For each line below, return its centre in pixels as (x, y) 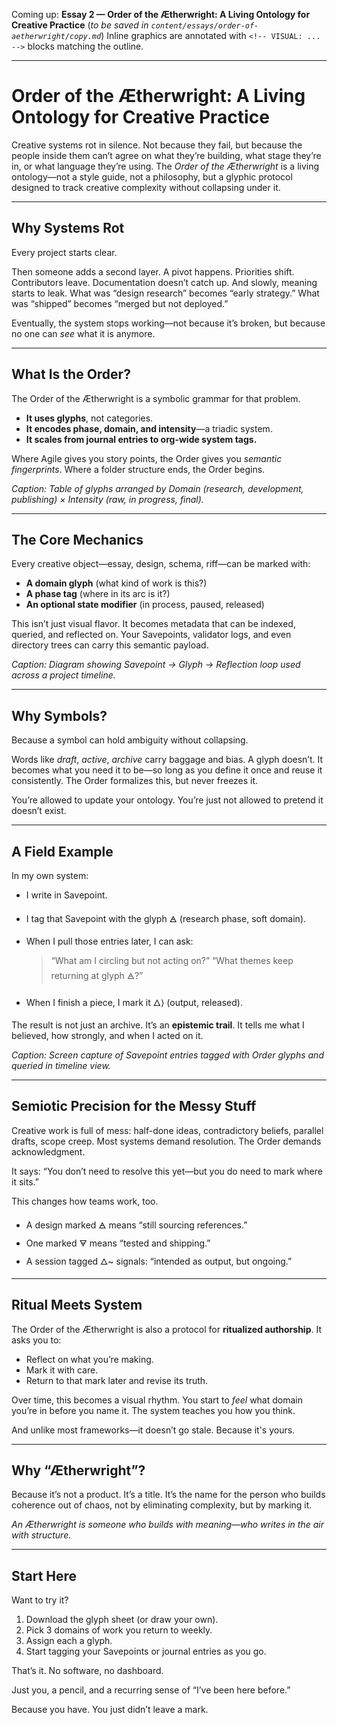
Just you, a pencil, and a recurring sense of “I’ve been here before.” (151, 1690)
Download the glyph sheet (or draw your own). (122, 1620)
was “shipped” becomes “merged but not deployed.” (120, 303)
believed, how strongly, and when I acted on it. (107, 1035)
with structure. (41, 1535)
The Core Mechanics (77, 539)
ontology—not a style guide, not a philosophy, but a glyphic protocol (152, 176)
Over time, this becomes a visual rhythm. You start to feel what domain (157, 1400)
